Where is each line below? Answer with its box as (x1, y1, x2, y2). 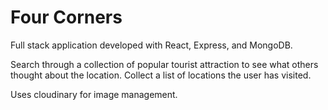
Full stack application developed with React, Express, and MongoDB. (10, 39, 293, 51)
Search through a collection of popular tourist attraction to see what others (10, 58, 319, 70)
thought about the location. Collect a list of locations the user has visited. (10, 69, 312, 81)
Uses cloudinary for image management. (10, 88, 178, 100)
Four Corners (10, 6, 123, 29)
